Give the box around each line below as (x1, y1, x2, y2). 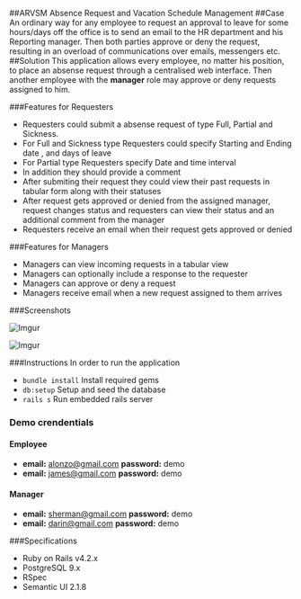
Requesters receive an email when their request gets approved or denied (22, 224, 293, 235)
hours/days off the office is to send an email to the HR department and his (9, 27, 284, 37)
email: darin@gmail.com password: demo (22, 518, 180, 529)
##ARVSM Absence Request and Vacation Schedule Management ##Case (9, 8, 285, 18)
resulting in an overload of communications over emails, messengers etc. (9, 46, 281, 57)
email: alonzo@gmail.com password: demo (22, 459, 186, 469)
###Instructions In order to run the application (9, 357, 181, 368)
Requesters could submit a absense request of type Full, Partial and (22, 119, 273, 130)
